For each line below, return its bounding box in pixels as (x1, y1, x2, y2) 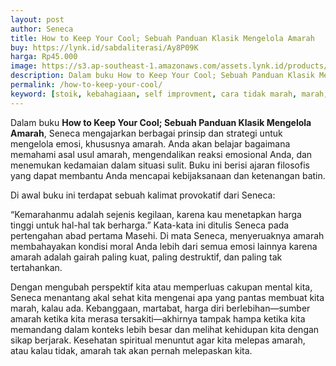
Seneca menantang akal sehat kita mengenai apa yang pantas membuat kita (10, 291, 325, 303)
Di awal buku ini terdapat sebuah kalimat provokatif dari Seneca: (10, 189, 276, 201)
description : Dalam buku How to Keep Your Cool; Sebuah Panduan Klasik (10, 71, 315, 81)
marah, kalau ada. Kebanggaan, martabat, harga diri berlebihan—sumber (10, 302, 311, 314)
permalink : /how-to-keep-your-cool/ (10, 80, 163, 90)
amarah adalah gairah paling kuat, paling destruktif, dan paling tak (10, 251, 283, 263)
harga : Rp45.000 (10, 52, 78, 62)
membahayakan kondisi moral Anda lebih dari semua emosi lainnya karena (10, 240, 318, 252)
